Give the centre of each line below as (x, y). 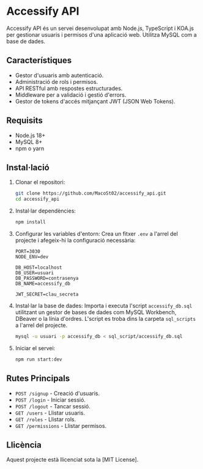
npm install (30, 222)
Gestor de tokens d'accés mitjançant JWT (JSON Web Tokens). (95, 101)
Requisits (24, 121)
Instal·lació (28, 167)
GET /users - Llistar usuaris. (50, 413)
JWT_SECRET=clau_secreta (47, 295)
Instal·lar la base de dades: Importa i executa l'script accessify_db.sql (104, 306)
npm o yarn (30, 148)
